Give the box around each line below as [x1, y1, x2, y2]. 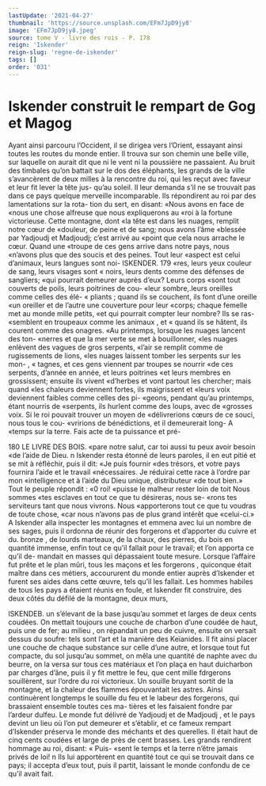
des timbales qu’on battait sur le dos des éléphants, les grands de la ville [8, 166, 245, 175]
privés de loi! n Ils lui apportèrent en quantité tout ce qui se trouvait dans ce [8, 752, 255, 761]
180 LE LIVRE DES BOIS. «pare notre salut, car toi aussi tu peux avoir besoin [8, 441, 256, 452]
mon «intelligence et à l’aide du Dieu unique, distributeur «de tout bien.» [8, 475, 243, 485]
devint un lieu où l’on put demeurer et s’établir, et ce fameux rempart [8, 718, 231, 727]
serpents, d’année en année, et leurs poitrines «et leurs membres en [8, 368, 231, 377]
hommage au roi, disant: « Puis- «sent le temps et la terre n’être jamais [8, 743, 238, 753]
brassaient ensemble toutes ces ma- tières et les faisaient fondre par [8, 701, 234, 711]
